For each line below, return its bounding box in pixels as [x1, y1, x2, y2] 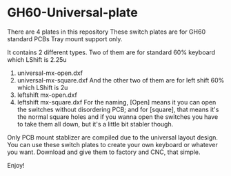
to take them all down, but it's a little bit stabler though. [17, 120, 174, 128]
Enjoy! [7, 161, 26, 169]
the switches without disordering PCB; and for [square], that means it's [17, 105, 219, 113]
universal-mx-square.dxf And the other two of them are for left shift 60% [17, 76, 225, 84]
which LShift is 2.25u [7, 55, 67, 63]
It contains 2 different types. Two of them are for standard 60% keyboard [7, 48, 216, 56]
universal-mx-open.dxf [17, 69, 83, 77]
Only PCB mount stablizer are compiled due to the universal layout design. [7, 133, 219, 142]
